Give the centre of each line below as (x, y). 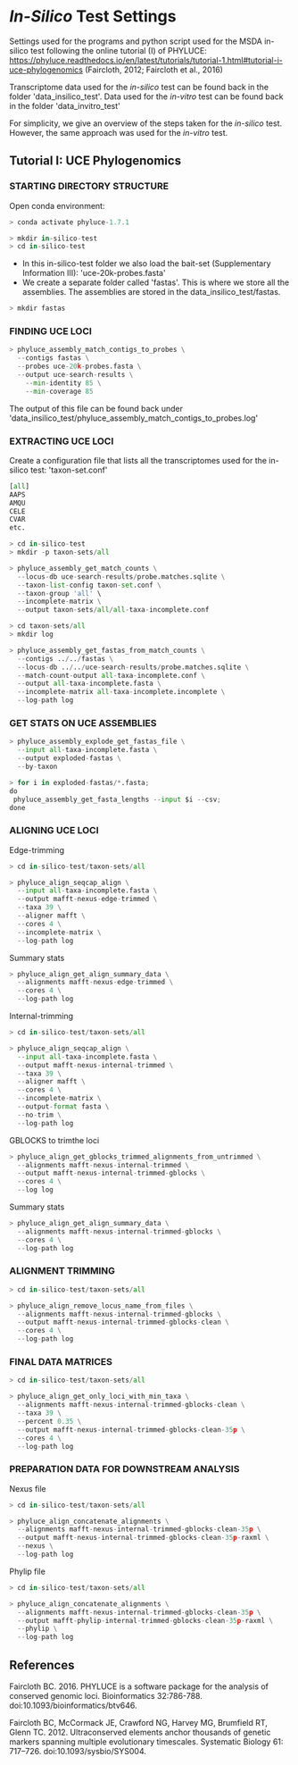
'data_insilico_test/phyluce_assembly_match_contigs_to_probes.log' (134, 418)
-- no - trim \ (40, 1115)
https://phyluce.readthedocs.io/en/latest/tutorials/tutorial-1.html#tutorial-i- (146, 60)
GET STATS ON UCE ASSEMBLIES (83, 724)
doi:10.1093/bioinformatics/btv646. (73, 1706)
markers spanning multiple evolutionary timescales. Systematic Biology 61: (146, 1742)
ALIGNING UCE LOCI (54, 831)
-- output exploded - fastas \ (70, 758)
